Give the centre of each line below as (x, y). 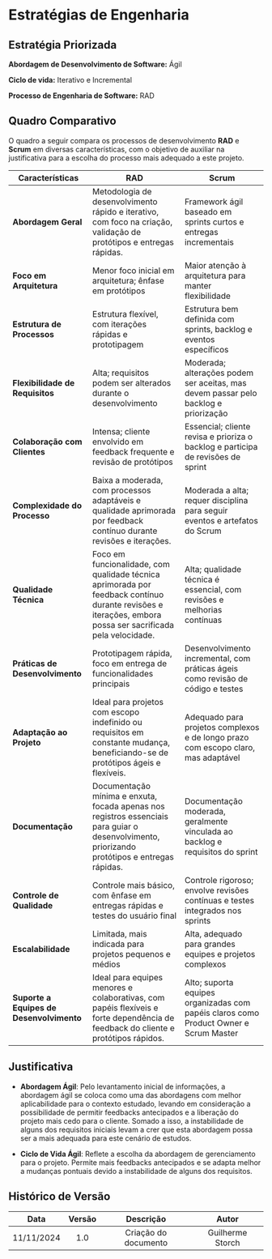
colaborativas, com (128, 997)
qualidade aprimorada (134, 510)
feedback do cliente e (134, 1028)
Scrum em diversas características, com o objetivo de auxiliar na (117, 149)
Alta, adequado (214, 933)
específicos (207, 349)
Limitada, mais (119, 933)
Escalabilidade (41, 949)
